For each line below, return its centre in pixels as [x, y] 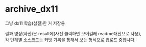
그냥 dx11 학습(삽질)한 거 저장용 [35, 23]
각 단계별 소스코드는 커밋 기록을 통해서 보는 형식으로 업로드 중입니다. [70, 40]
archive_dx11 [32, 9]
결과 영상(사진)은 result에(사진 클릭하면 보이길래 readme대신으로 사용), [73, 33]
